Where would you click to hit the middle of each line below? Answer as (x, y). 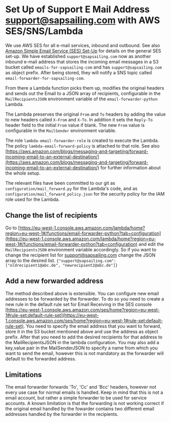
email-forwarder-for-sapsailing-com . (45, 78)
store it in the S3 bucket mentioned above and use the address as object (82, 331)
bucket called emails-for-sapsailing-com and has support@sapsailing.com (84, 67)
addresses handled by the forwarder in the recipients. (62, 414)
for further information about (131, 167)
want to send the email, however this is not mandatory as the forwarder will (84, 353)
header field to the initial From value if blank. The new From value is (75, 125)
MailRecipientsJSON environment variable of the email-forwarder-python (81, 99)
